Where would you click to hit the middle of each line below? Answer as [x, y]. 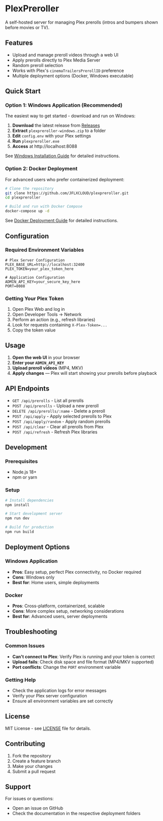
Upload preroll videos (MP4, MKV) [48, 368]
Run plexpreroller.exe [36, 141]
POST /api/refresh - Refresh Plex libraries [55, 432]
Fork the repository [32, 755]
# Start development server [34, 514]
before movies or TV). [27, 27]
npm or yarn [25, 477]
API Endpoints [27, 389]
